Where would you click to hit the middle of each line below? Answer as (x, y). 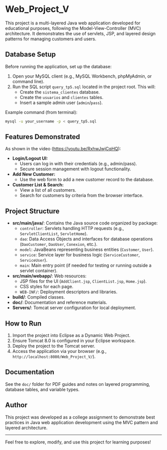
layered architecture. (26, 428)
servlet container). (39, 271)
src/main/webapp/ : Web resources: (49, 276)
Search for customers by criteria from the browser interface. (82, 196)
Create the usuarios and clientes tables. (61, 97)
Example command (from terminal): (42, 112)
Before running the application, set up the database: (58, 66)
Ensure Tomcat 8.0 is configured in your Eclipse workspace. (74, 341)
